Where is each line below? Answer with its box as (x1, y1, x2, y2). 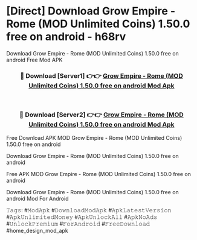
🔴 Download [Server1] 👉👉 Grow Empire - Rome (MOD (20, 71, 183, 80)
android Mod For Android (6, 195, 69, 202)
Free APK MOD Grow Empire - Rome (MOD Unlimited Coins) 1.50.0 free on (6, 170, 192, 177)
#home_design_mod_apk (6, 227, 68, 234)
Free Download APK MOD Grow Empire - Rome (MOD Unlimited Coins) (6, 134, 182, 141)
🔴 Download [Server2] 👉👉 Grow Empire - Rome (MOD (19, 110, 184, 119)
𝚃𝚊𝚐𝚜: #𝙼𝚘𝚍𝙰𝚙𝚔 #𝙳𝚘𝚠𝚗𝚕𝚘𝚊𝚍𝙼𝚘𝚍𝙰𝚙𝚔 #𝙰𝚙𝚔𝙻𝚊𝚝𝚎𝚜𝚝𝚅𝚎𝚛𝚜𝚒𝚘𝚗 (6, 206, 172, 213)
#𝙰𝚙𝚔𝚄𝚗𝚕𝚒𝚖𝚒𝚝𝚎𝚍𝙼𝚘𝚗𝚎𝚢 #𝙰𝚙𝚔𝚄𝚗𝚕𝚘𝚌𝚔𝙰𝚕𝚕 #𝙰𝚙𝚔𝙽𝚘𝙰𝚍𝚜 (6, 213, 158, 221)
